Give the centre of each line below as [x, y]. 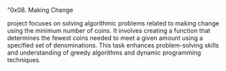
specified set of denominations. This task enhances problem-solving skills [113, 45]
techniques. [24, 60]
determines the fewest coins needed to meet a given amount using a [105, 38]
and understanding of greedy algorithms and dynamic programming [104, 52]
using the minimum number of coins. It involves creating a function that [109, 31]
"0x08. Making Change [40, 10]
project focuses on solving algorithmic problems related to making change [113, 23]
